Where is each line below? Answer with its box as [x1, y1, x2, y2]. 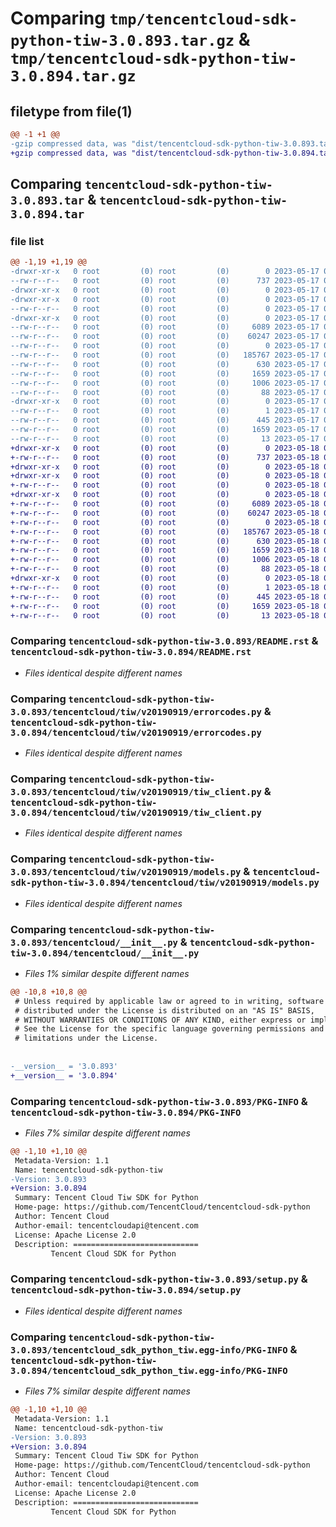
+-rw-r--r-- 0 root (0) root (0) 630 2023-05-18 [10, 536, 320, 546]
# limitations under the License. [14, 1033, 159, 1044]
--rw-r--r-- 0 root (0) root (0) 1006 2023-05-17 [10, 378, 320, 388]
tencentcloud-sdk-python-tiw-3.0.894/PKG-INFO [10, 1107, 242, 1118]
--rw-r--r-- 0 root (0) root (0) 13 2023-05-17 [10, 433, 320, 444]
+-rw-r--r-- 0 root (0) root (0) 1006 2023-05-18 [10, 555, 320, 565]
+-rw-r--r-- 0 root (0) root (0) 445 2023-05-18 [10, 592, 320, 602]
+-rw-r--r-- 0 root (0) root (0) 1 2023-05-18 [10, 582, 320, 592]
